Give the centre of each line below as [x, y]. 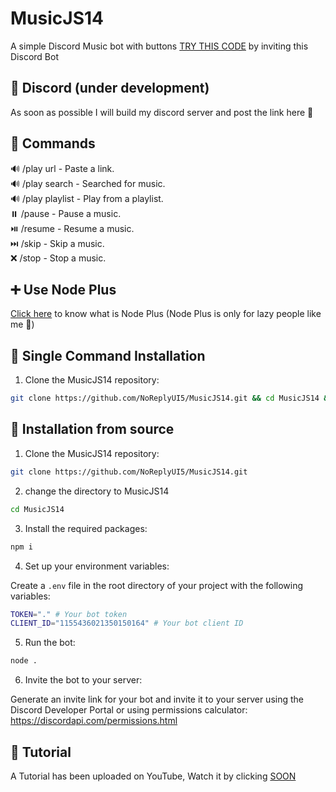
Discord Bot [34, 56]
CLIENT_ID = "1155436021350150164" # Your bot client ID [127, 623]
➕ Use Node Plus [63, 289]
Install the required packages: [86, 528]
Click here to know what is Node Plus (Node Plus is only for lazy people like [166, 314]
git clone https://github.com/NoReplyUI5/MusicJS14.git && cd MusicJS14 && [171, 398]
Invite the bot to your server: [83, 680]
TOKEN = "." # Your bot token [69, 614]
